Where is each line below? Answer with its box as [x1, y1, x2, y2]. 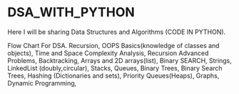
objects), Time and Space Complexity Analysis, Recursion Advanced [7, 49, 209, 57]
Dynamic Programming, [7, 78, 77, 87]
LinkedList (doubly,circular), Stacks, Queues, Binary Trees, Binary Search [7, 64, 223, 72]
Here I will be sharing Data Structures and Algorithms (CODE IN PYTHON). [7, 28, 226, 36]
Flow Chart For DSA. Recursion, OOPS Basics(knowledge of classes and [7, 41, 220, 49]
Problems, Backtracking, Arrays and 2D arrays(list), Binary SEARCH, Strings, [7, 56, 232, 64]
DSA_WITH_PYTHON [7, 4, 136, 20]
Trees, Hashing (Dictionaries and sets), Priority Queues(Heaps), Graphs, [7, 71, 220, 80]
